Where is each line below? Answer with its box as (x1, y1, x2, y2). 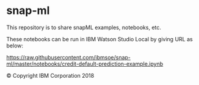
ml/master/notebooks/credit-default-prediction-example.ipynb (6, 60, 164, 67)
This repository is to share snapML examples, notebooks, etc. (6, 24, 162, 31)
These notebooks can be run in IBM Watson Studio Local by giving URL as (6, 35, 194, 42)
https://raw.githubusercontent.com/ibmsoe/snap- (6, 53, 131, 61)
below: (6, 42, 23, 49)
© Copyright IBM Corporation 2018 (6, 72, 95, 79)
